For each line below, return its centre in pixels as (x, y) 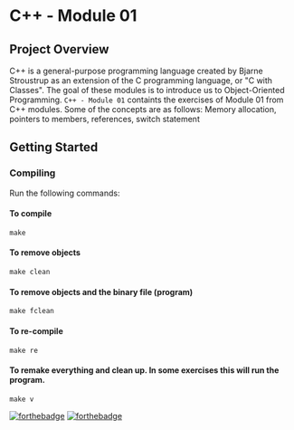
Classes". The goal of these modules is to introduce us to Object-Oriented (147, 90)
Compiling (33, 173)
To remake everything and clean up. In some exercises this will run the (144, 370)
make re (24, 350)
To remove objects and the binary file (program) (101, 291)
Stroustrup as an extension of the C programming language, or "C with (141, 81)
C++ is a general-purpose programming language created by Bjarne (137, 71)
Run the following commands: (65, 193)
